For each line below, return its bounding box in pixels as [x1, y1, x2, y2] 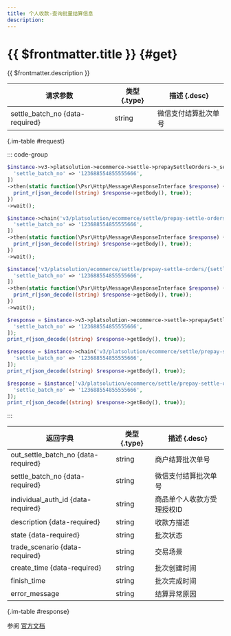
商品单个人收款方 [154, 495, 210, 504]
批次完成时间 [154, 577, 197, 586]
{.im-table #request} [7, 137, 65, 146]
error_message [10, 589, 60, 599]
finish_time [10, 576, 46, 586]
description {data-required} [10, 517, 101, 527]
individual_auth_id [10, 495, 69, 504]
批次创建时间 [154, 564, 197, 573]
